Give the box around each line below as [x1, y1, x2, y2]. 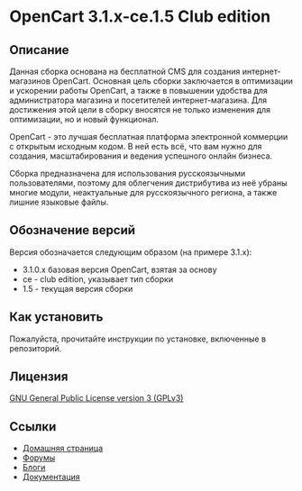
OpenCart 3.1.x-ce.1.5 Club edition [9, 6, 271, 27]
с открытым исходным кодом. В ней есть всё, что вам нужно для [9, 141, 262, 151]
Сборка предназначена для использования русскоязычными [9, 168, 246, 178]
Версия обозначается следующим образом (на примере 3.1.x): [9, 246, 252, 258]
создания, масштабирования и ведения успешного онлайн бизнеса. [9, 150, 273, 161]
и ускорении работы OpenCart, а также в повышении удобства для [9, 86, 269, 95]
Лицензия [9, 369, 69, 385]
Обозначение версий [9, 223, 136, 238]
